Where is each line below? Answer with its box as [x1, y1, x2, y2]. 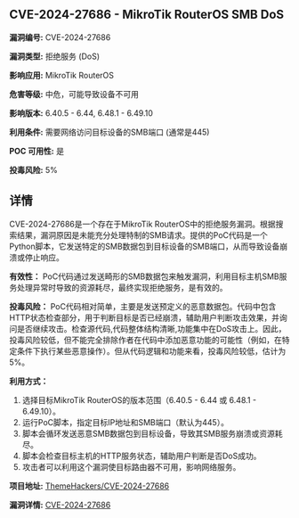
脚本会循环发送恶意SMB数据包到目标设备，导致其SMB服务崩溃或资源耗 [21, 428, 283, 439]
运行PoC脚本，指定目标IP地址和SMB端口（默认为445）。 [21, 416, 230, 427]
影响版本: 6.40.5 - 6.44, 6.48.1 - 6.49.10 [9, 107, 154, 119]
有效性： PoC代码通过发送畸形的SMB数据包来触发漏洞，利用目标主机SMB [9, 271, 280, 282]
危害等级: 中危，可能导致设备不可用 [9, 88, 140, 99]
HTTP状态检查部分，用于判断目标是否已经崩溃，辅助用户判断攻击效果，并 [9, 312, 280, 323]
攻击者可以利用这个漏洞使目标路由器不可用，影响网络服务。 [21, 461, 241, 472]
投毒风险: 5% [9, 164, 58, 175]
